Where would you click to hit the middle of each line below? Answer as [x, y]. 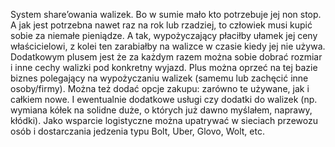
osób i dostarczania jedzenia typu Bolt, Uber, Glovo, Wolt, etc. [137, 131]
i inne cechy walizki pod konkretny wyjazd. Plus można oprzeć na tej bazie [164, 67]
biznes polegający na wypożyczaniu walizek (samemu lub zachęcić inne [159, 78]
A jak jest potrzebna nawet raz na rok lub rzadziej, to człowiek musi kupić [161, 25]
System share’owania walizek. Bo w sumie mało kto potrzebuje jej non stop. [166, 14]
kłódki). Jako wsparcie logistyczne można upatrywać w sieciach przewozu [164, 120]
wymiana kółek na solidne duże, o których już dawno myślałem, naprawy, [161, 110]
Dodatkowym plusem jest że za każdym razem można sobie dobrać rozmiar [166, 57]
